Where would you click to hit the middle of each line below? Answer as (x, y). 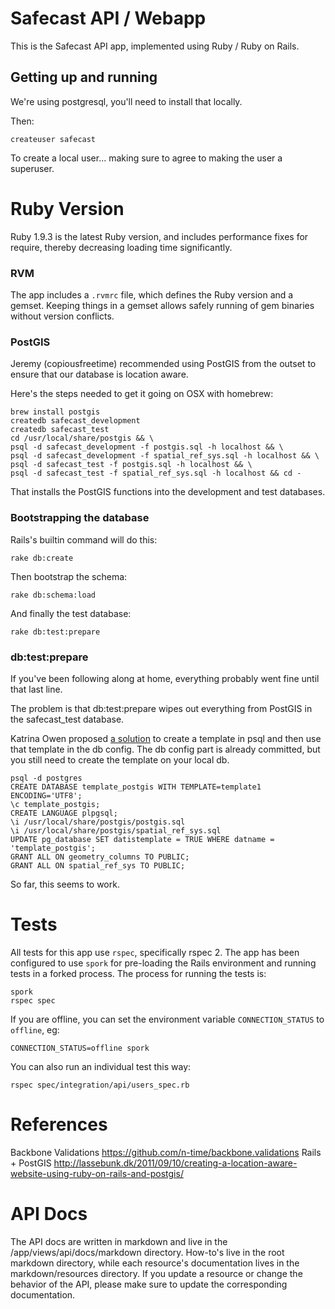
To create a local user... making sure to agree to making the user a (146, 158)
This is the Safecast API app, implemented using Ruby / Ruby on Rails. (155, 46)
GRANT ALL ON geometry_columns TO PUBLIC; (100, 857)
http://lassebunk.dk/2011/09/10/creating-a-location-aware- (175, 1163)
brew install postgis (55, 412)
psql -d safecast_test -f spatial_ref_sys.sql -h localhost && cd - (156, 473)
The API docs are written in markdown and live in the (119, 1241)
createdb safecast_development (75, 421)
